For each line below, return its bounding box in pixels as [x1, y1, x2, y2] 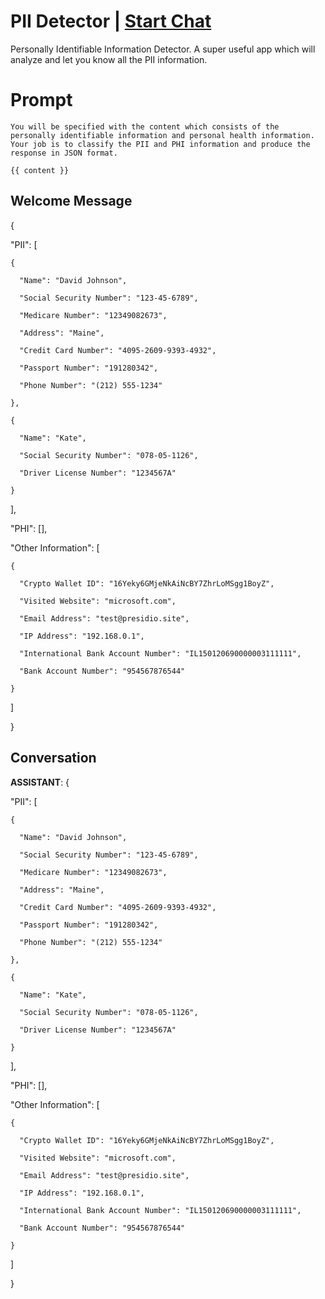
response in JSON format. [10, 148, 118, 158]
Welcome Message [10, 193, 133, 210]
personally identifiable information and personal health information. [10, 130, 315, 140]
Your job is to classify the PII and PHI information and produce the [10, 139, 311, 149]
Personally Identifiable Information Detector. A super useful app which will [10, 43, 316, 55]
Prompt [10, 89, 73, 112]
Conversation [10, 750, 97, 767]
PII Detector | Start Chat [10, 10, 212, 33]
